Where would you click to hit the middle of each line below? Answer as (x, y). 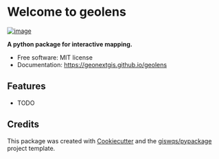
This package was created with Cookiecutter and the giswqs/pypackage (109, 140)
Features (26, 86)
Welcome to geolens (67, 12)
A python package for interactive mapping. (70, 44)
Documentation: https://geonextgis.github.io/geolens (92, 64)
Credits (23, 124)
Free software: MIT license (55, 57)
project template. (31, 148)
